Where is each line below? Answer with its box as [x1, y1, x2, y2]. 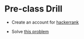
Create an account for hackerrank [11, 19, 79, 25]
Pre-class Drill [4, 3, 63, 14]
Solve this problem [11, 28, 49, 34]
